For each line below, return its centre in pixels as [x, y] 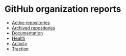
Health [18, 38]
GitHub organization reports [63, 9]
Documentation [27, 33]
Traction [20, 49]
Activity [19, 43]
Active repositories [31, 23]
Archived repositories [33, 28]
